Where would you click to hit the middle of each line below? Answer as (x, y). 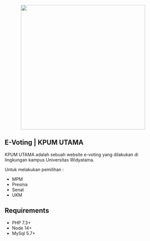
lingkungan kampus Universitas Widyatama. (50, 160)
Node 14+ (22, 228)
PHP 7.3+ (21, 223)
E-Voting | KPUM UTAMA (44, 143)
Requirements (27, 211)
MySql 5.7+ (24, 233)
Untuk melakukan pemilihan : (34, 169)
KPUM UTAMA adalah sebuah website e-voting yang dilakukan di (72, 154)
